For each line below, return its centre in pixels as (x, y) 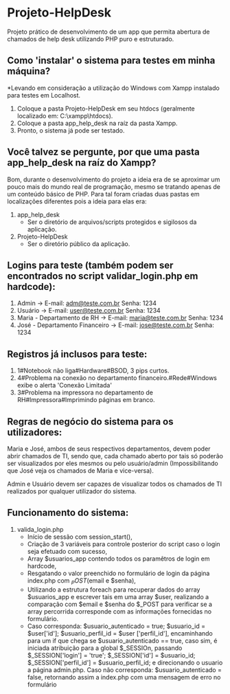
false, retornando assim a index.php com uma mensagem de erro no (124, 677)
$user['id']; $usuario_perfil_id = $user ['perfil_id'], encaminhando (120, 633)
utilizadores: (35, 432)
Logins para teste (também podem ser (90, 265)
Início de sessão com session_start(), (80, 537)
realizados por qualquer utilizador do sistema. (72, 491)
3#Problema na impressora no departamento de (85, 392)
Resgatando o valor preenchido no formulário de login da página (118, 573)
